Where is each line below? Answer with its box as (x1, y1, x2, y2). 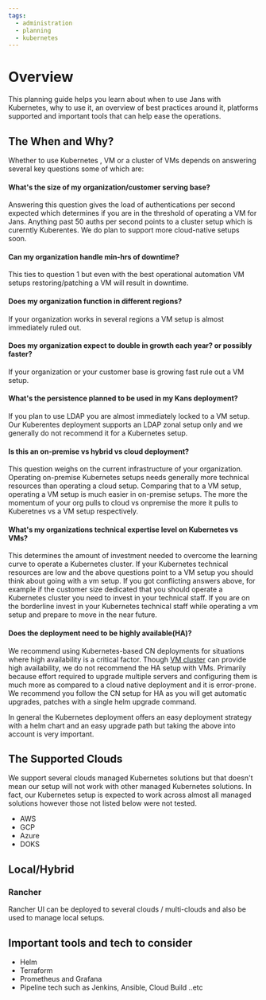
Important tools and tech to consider (8, 936, 193, 950)
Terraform (19, 965, 53, 975)
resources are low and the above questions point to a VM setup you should (8, 568, 254, 577)
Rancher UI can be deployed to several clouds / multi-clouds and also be (8, 904, 246, 914)
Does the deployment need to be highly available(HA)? (8, 628, 192, 638)
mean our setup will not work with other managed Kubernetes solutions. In (8, 782, 252, 791)
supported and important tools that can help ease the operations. (8, 111, 222, 121)
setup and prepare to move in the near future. (8, 610, 157, 619)
